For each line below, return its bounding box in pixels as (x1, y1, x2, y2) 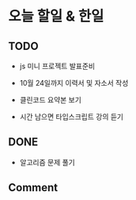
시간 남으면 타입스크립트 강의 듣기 (19, 112, 124, 121)
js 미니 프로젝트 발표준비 (19, 61, 96, 71)
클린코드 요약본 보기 (19, 95, 81, 104)
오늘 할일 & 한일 (8, 7, 104, 25)
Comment (8, 181, 59, 194)
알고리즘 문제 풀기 (19, 157, 75, 167)
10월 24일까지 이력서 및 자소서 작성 (19, 79, 129, 87)
